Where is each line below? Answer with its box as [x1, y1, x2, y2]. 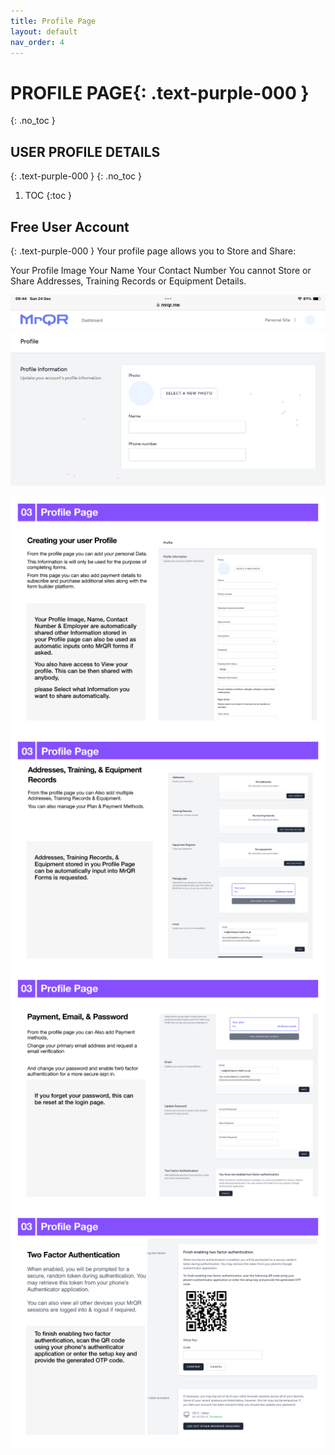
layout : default [10, 26, 78, 37]
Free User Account [10, 218, 130, 235]
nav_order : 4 [10, 37, 65, 47]
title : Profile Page [10, 16, 97, 26]
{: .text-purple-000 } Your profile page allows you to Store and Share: [10, 245, 297, 257]
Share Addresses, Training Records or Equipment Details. [10, 275, 247, 287]
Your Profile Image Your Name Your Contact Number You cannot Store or [10, 264, 312, 276]
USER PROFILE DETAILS [10, 143, 161, 160]
